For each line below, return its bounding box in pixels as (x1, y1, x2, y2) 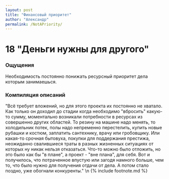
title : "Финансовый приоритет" (5, 12, 72, 17)
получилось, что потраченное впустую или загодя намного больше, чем (5, 157, 164, 163)
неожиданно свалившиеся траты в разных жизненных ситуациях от (5, 141, 154, 147)
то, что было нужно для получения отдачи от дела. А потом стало (5, 162, 149, 168)
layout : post (5, 7, 33, 13)
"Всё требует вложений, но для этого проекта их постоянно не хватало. (5, 103, 163, 109)
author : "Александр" (5, 17, 49, 22)
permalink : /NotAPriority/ (5, 21, 63, 27)
